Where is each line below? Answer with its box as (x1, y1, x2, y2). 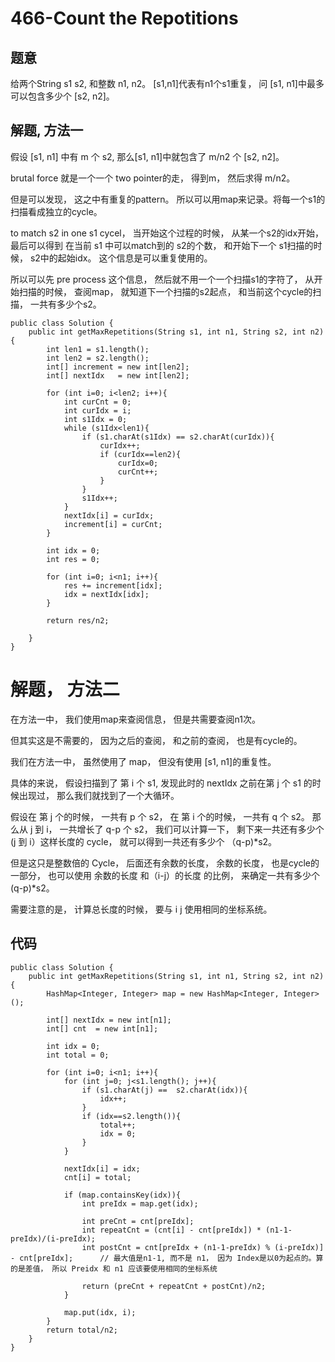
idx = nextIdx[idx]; (63, 589, 150, 599)
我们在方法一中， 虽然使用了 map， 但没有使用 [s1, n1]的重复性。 (10, 755, 277, 767)
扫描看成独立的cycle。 (10, 205, 103, 217)
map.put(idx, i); (63, 1307, 137, 1317)
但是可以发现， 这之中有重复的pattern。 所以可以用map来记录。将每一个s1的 (10, 193, 326, 205)
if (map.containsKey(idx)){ (63, 1190, 182, 1200)
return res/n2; (46, 615, 110, 626)
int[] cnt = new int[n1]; (46, 1023, 159, 1034)
